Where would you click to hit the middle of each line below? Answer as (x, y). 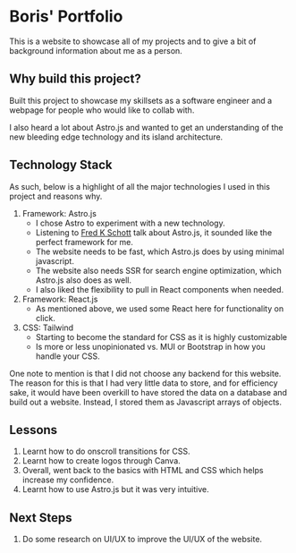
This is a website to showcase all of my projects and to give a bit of (133, 41)
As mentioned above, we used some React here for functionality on (160, 308)
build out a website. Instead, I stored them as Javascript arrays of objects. (145, 402)
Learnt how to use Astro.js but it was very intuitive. (115, 489)
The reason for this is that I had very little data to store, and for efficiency (144, 383)
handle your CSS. (68, 356)
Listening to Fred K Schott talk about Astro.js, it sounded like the (154, 232)
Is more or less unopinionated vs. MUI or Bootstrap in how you (150, 346)
